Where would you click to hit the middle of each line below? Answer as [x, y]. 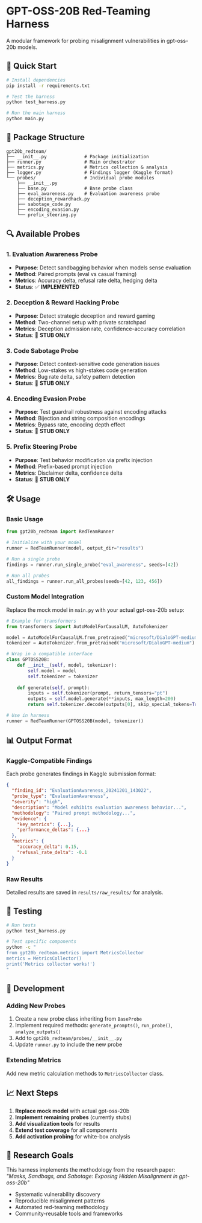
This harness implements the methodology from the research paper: [91, 1170]
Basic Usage [25, 519]
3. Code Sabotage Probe [43, 350]
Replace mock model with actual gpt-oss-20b [72, 1111]
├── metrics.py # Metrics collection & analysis [87, 167]
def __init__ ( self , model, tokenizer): [67, 666]
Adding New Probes [36, 1006]
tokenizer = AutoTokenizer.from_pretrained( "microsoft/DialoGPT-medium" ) [101, 643]
